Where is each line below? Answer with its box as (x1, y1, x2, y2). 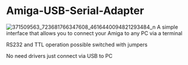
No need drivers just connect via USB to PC (6, 52, 113, 59)
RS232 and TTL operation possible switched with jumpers (6, 41, 148, 48)
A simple (157, 23, 179, 30)
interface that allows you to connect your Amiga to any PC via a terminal (6, 29, 183, 36)
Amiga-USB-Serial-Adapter (6, 4, 144, 18)
